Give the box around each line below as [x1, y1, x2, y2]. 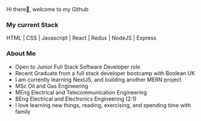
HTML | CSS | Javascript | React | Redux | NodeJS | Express [6, 34, 157, 42]
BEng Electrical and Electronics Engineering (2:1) [15, 95, 137, 102]
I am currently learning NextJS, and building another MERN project [15, 76, 182, 83]
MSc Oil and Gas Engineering [15, 82, 88, 90]
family [15, 108, 31, 115]
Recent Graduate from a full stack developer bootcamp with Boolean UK [15, 69, 196, 76]
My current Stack [6, 20, 59, 29]
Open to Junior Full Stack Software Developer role [15, 63, 140, 70]
